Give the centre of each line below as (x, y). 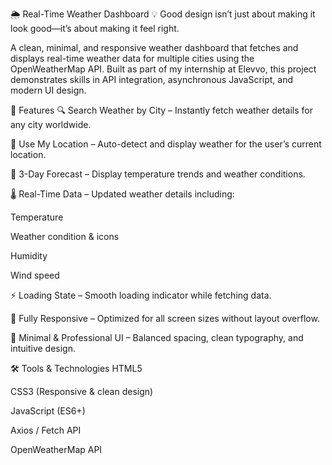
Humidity (29, 256)
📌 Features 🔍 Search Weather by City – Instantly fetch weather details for (162, 110)
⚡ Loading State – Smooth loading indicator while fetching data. (141, 295)
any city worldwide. (51, 124)
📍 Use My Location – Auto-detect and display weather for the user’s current (166, 144)
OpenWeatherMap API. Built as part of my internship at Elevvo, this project (163, 69)
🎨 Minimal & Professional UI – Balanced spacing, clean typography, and (157, 337)
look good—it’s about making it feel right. (95, 28)
